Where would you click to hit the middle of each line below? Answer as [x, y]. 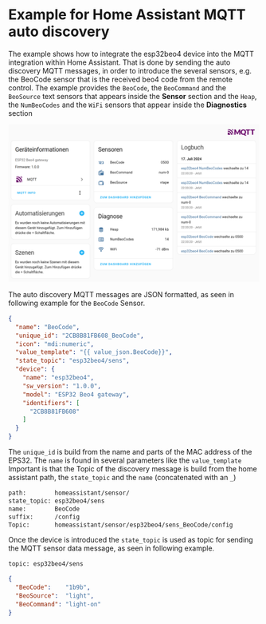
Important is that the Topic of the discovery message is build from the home [133, 469]
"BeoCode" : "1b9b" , [53, 587]
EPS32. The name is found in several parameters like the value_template [125, 460]
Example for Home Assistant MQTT [127, 15]
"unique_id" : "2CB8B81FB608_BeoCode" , [80, 336]
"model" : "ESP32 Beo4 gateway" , [76, 394]
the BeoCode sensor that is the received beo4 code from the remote [121, 79]
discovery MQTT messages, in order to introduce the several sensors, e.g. [130, 70]
